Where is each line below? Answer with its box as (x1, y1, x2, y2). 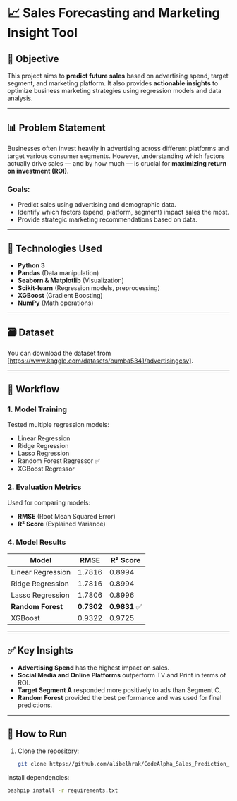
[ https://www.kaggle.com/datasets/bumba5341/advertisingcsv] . (7, 356, 194, 365)
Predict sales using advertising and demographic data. (17, 200, 176, 209)
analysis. (7, 94, 33, 102)
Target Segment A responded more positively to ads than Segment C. (17, 685, 221, 694)
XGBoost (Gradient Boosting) (17, 291, 104, 299)
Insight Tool (7, 25, 78, 41)
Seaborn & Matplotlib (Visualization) (17, 276, 125, 284)
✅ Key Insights (7, 644, 73, 656)
